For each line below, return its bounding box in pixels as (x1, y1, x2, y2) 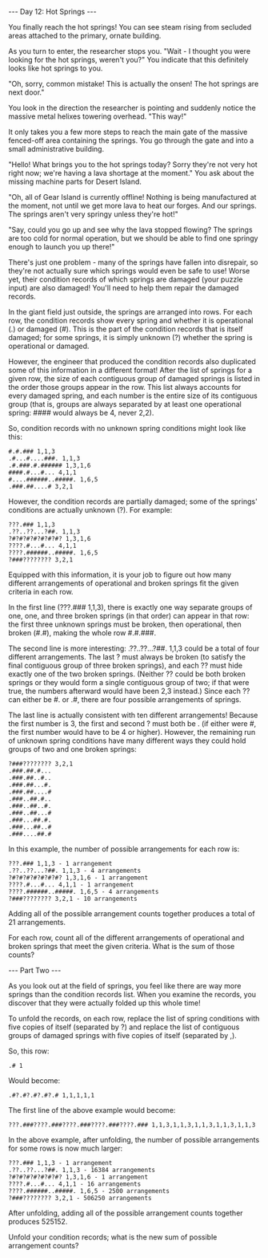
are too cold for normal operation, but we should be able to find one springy (8, 233, 258, 243)
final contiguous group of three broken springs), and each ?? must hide (8, 661, 242, 670)
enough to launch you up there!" (8, 242, 115, 251)
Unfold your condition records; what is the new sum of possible (8, 1232, 218, 1242)
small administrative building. (8, 144, 105, 153)
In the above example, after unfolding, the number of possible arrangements (8, 1135, 260, 1144)
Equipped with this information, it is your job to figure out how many (8, 570, 232, 579)
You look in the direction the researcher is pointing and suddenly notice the (8, 103, 256, 112)
